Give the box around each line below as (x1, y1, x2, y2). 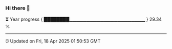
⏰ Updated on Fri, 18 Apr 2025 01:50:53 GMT (5, 38, 101, 44)
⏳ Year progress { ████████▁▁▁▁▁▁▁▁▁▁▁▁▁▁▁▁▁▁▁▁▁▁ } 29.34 (5, 16, 162, 22)
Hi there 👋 (5, 5, 31, 12)
